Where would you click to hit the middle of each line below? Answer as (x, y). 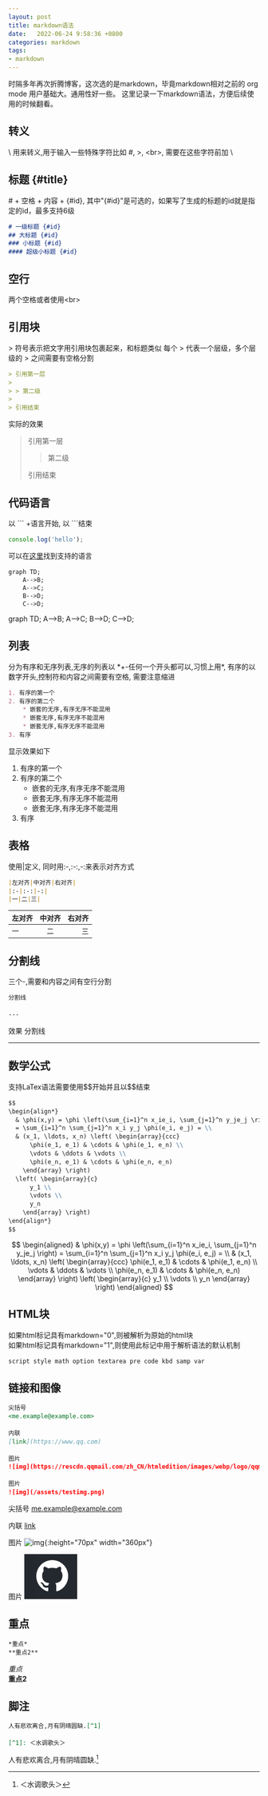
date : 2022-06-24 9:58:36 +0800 (66, 34)
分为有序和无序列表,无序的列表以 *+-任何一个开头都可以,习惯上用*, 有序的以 (132, 667)
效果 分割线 (27, 1031)
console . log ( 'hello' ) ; (46, 540)
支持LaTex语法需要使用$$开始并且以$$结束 (79, 1086)
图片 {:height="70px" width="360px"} (81, 1542)
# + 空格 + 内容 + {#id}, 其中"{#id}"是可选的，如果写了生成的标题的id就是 (128, 201)
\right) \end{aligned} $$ (134, 1287)
